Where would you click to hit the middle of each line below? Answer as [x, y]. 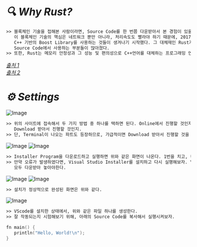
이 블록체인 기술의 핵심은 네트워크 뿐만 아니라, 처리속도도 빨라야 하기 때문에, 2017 [103, 37]
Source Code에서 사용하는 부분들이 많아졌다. [62, 48]
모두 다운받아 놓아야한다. [40, 168]
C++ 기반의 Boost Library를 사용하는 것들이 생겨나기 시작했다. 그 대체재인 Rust [101, 42]
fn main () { [21, 228]
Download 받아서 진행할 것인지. [48, 129]
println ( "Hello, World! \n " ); [49, 233]
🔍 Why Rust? [39, 12]
